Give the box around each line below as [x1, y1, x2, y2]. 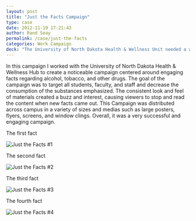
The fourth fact [6, 197, 43, 204]
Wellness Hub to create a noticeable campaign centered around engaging [6, 68, 184, 76]
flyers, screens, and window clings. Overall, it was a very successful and [6, 112, 181, 119]
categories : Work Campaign [6, 41, 72, 47]
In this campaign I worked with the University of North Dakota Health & [6, 62, 176, 69]
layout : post [6, 8, 38, 15]
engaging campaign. [6, 118, 55, 125]
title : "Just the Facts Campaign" [6, 14, 90, 20]
